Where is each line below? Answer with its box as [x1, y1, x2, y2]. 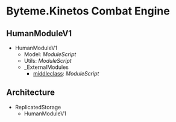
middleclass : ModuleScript [33, 70, 99, 77]
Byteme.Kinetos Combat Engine [6, 4, 170, 18]
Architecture [6, 88, 55, 98]
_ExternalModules [24, 63, 69, 71]
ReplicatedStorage [14, 103, 61, 111]
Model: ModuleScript [24, 51, 77, 58]
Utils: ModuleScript [24, 57, 72, 64]
